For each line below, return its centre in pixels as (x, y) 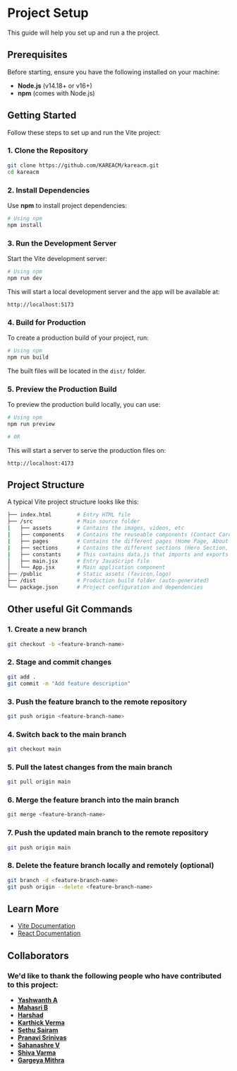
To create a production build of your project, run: (78, 338)
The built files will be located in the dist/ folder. (77, 371)
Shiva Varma (37, 1053)
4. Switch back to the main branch (67, 734)
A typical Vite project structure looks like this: (73, 502)
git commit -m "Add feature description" (69, 683)
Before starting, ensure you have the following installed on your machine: (114, 71)
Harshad (30, 1015)
